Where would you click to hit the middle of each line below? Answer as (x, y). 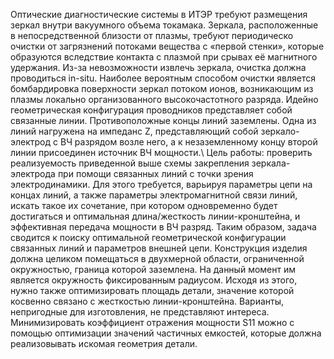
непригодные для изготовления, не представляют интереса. (140, 312)
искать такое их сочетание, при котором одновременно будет (144, 205)
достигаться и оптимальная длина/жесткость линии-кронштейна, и (155, 216)
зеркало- (280, 131)
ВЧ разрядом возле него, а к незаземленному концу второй (188, 142)
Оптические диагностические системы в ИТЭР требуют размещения (159, 14)
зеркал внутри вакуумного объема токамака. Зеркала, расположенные (164, 25)
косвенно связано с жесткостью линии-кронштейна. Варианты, (147, 301)
